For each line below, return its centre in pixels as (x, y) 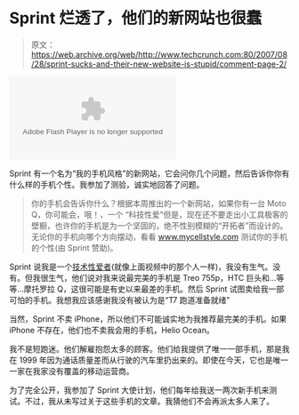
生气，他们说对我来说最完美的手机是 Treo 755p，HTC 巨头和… (162, 277)
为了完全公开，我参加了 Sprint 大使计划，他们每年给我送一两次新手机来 (139, 390)
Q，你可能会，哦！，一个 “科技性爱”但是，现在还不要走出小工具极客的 (159, 214)
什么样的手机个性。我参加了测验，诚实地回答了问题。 (107, 184)
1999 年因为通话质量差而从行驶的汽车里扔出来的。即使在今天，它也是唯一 (154, 360)
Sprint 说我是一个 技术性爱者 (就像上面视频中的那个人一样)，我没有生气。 (141, 267)
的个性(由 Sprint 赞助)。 (74, 247)
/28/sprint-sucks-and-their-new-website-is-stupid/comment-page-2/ (159, 64)
